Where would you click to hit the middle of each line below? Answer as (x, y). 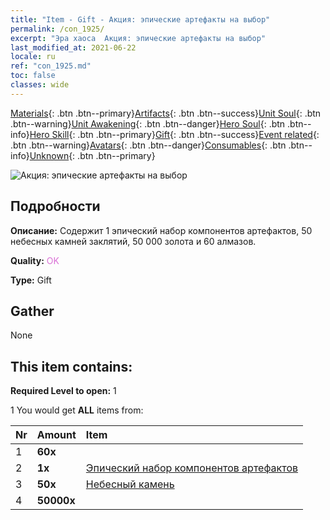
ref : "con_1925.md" (51, 66)
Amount (56, 435)
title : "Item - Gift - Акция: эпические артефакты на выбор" (140, 19)
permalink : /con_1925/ (57, 29)
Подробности (55, 206)
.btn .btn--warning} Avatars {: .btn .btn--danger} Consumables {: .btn (148, 145)
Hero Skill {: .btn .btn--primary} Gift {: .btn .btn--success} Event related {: (174, 134)
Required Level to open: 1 (63, 391)
